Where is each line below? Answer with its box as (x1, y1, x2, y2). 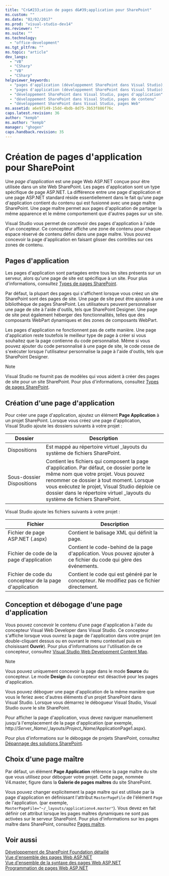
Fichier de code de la (8, 550, 58, 557)
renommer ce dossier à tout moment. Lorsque (46, 476, 154, 483)
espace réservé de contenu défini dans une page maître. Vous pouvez (5, 231, 151, 237)
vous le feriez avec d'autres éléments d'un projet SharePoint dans (5, 694, 142, 700)
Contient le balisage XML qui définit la (68, 529, 158, 536)
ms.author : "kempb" (5, 120, 46, 125)
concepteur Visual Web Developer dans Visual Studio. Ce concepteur (5, 627, 149, 633)
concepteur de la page (8, 577, 61, 584)
